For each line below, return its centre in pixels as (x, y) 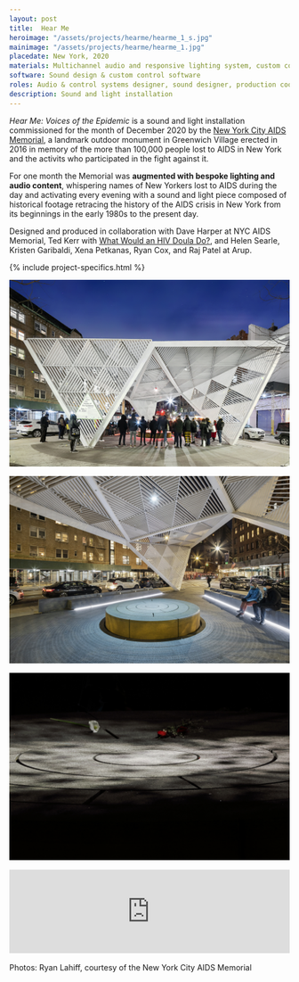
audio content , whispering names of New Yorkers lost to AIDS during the (143, 185)
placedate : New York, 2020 (59, 57)
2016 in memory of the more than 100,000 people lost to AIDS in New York (145, 149)
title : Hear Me (39, 28)
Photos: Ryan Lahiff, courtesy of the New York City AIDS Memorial (130, 967)
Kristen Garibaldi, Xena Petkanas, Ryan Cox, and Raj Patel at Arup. (130, 250)
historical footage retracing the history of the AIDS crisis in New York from (145, 204)
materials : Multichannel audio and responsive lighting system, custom (145, 66)
